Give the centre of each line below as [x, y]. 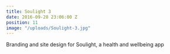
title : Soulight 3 [29, 11]
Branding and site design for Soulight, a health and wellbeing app [85, 45]
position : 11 [22, 22]
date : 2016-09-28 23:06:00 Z [42, 17]
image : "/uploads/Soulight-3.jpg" [49, 28]
